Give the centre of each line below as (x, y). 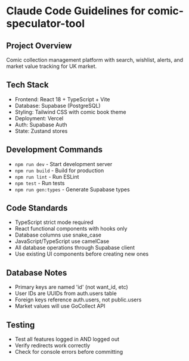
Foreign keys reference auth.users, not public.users (78, 300)
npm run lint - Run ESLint (47, 176)
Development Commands (55, 150)
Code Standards (37, 208)
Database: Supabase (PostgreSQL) (58, 105)
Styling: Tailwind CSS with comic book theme (70, 112)
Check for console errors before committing (69, 352)
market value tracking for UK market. (52, 66)
